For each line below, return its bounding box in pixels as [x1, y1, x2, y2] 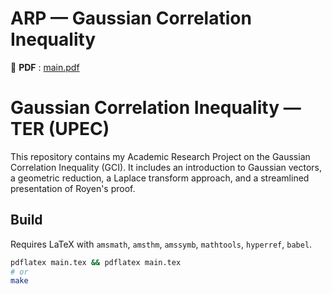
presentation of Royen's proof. [10, 182, 136, 194]
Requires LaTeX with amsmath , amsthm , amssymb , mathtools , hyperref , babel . [10, 238, 313, 250]
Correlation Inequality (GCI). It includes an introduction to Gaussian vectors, [10, 161, 323, 173]
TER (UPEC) [10, 118, 110, 141]
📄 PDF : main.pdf [10, 61, 80, 73]
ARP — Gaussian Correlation [10, 7, 252, 30]
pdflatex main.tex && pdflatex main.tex [10, 257, 182, 267]
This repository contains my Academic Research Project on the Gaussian [10, 150, 311, 162]
